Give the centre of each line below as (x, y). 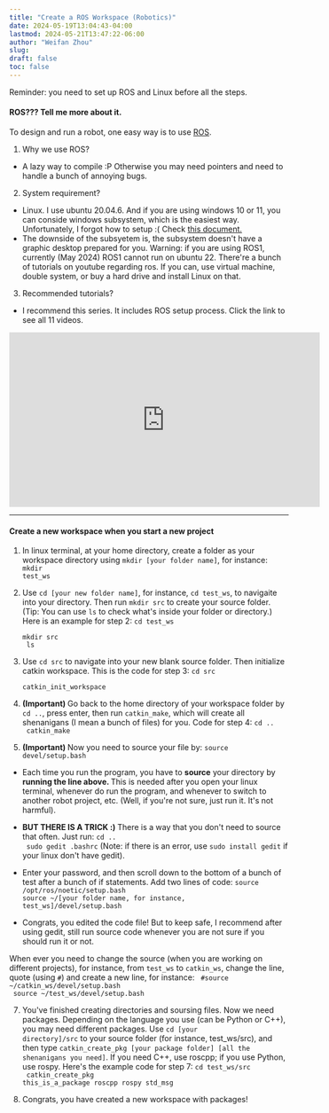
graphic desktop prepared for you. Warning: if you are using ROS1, (143, 248)
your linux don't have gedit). (74, 856)
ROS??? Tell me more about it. (66, 113)
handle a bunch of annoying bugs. (85, 176)
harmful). (39, 810)
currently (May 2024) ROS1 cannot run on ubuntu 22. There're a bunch (152, 257)
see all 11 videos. (53, 320)
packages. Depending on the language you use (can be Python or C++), (154, 1020)
